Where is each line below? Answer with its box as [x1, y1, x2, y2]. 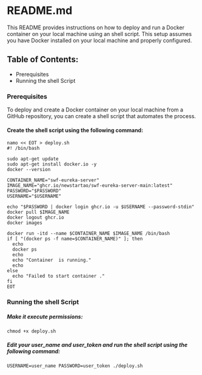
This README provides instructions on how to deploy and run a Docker [7, 24, 184, 31]
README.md [7, 4, 73, 18]
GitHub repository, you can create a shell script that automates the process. [7, 113, 197, 120]
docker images [7, 220, 43, 226]
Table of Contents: [7, 54, 79, 65]
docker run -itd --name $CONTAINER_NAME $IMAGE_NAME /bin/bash [7, 231, 170, 237]
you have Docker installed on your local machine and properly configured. [7, 37, 192, 44]
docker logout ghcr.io [7, 214, 64, 221]
